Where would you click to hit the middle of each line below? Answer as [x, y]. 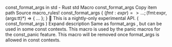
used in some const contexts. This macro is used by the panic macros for [83, 29]
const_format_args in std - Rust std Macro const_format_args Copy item [81, 7]
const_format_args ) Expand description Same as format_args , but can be [84, 24]
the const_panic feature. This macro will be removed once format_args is [82, 34]
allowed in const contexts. [33, 40]
